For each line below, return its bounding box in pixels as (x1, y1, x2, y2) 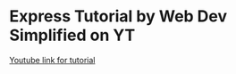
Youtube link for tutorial (9, 54, 96, 65)
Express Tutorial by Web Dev (9, 6, 228, 27)
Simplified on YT (9, 25, 136, 45)
